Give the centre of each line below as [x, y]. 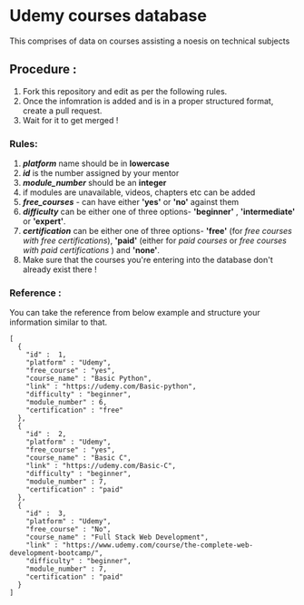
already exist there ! [59, 269]
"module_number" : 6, [66, 403]
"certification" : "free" [75, 410]
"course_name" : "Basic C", [78, 458]
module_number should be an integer [94, 183]
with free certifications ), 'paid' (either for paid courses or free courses [155, 240]
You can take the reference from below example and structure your [135, 313]
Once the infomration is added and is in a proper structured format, [148, 101]
